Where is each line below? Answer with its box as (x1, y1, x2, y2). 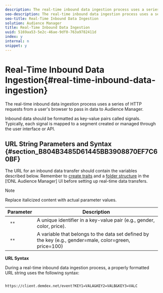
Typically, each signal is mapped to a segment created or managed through (5, 121, 156, 126)
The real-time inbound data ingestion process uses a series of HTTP (5, 101, 142, 107)
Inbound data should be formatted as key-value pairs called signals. (5, 115, 141, 121)
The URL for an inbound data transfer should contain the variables (5, 168, 137, 174)
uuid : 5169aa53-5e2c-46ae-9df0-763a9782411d (5, 30, 97, 34)
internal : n (5, 39, 29, 44)
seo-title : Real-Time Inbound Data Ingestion (5, 16, 98, 21)
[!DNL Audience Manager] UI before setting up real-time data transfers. (5, 178, 148, 184)
